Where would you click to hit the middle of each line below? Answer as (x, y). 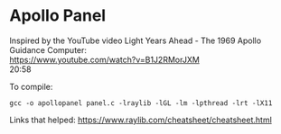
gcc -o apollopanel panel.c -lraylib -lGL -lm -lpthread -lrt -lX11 (141, 103)
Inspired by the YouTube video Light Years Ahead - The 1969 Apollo (136, 40)
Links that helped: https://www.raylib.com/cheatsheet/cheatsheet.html (141, 120)
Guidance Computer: (48, 49)
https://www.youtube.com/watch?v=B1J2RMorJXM (105, 59)
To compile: (31, 86)
